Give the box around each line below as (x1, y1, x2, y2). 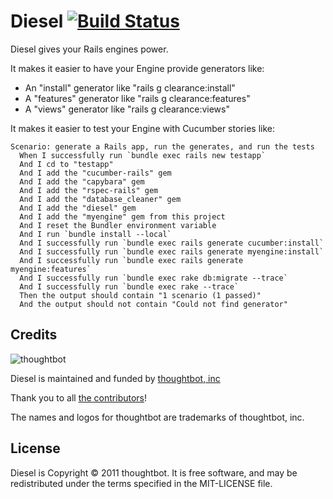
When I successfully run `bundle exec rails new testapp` (19, 150, 267, 160)
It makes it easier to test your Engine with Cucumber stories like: (10, 122, 275, 134)
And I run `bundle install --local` (19, 229, 172, 239)
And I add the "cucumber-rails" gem (19, 168, 172, 178)
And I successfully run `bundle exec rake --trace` (19, 281, 240, 292)
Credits (10, 326, 58, 344)
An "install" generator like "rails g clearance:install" (24, 81, 236, 94)
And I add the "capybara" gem (19, 176, 145, 187)
